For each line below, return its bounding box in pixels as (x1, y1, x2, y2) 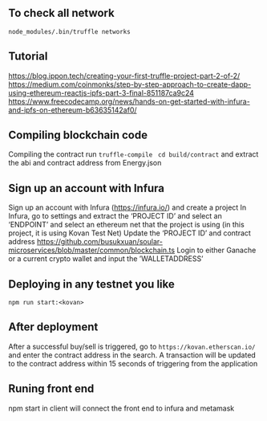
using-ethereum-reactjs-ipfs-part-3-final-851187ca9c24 (8, 88, 195, 97)
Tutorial (8, 50, 48, 63)
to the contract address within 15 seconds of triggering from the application (8, 358, 258, 368)
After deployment (8, 321, 99, 334)
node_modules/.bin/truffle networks (8, 27, 131, 35)
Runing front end (8, 382, 95, 396)
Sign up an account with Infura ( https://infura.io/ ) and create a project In (8, 202, 247, 212)
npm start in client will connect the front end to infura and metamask (8, 403, 235, 413)
